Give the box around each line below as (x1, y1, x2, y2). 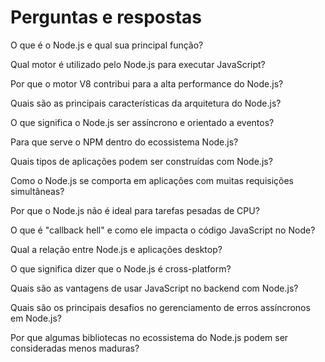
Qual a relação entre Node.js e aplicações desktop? (10, 243, 223, 255)
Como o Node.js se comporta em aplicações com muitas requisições (10, 174, 295, 186)
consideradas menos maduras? (10, 342, 140, 354)
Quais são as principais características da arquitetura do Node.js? (10, 97, 282, 109)
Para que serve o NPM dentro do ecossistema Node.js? (10, 136, 239, 148)
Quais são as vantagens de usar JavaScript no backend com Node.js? (10, 282, 299, 294)
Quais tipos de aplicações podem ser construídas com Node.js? (10, 155, 273, 167)
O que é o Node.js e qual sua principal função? (10, 39, 204, 51)
